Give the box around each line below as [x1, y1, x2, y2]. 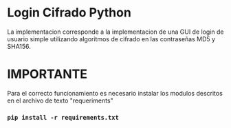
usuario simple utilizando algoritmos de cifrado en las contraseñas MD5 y [7, 34, 215, 43]
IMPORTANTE [7, 67, 88, 82]
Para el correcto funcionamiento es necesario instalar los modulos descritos [7, 89, 223, 97]
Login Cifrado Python [7, 5, 132, 21]
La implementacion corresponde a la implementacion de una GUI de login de [7, 28, 224, 36]
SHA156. [7, 42, 31, 50]
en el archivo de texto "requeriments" [7, 96, 113, 105]
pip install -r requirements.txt [7, 114, 119, 121]
